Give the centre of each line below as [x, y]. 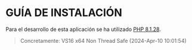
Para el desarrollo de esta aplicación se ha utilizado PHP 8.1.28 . [83, 29]
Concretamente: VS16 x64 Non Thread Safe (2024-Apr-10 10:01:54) [103, 40]
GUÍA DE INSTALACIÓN [64, 13]
